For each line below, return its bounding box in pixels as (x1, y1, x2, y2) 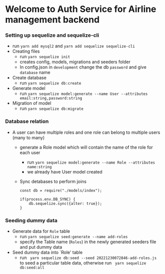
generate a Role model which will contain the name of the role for (19, 144, 153, 150)
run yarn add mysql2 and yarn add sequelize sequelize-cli (12, 43, 135, 49)
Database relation (5, 118, 49, 125)
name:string (27, 164, 52, 170)
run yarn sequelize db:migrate (19, 105, 84, 111)
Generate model (12, 86, 46, 91)
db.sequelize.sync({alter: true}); (29, 201, 103, 206)
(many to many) (12, 134, 45, 140)
